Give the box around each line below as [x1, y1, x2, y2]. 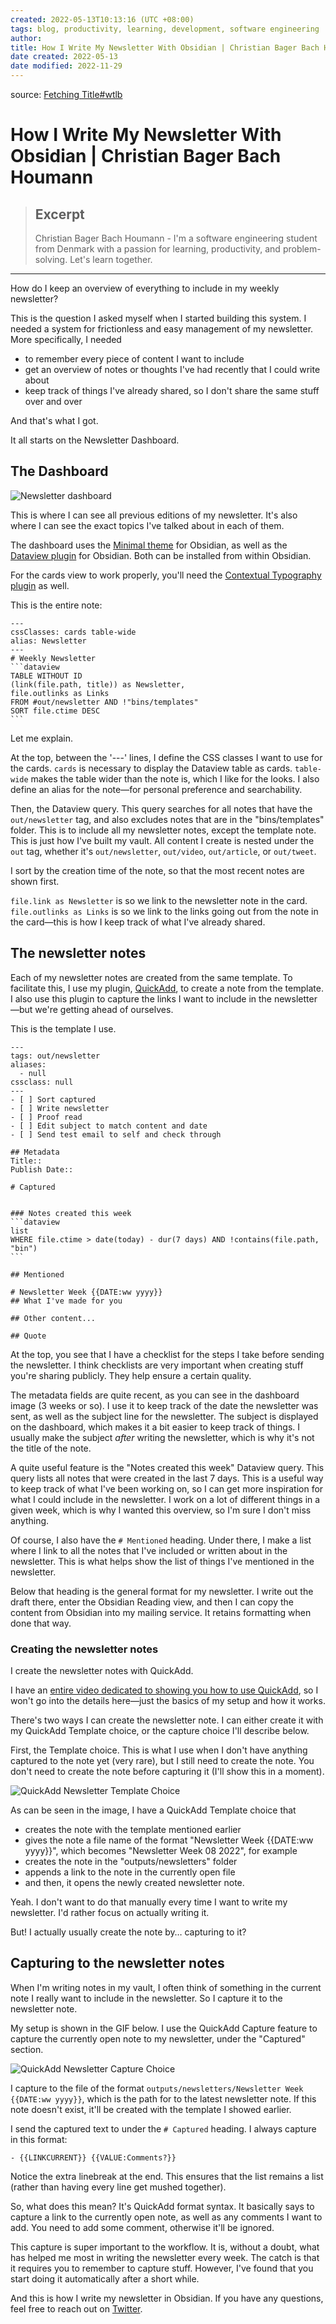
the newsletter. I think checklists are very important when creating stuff [10, 1359, 304, 1371]
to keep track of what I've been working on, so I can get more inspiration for [10, 1482, 324, 1495]
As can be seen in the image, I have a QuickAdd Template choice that [10, 1804, 297, 1816]
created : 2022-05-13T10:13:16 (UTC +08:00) [10, 14, 195, 25]
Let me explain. [10, 732, 73, 744]
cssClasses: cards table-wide [10, 627, 137, 637]
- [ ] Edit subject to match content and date [10, 1121, 208, 1131]
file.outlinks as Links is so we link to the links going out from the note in [10, 905, 319, 917]
